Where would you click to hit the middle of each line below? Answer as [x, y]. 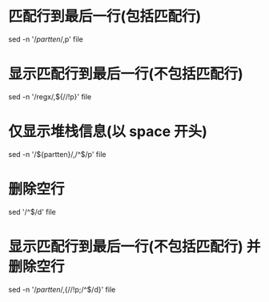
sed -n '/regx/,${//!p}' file [50, 96]
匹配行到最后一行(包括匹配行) [105, 16]
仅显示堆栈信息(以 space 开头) [108, 132]
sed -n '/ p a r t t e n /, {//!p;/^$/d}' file [62, 289]
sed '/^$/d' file [32, 211]
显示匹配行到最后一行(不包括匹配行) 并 [134, 246]
